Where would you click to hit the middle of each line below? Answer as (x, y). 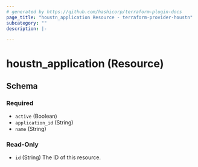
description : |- (27, 29)
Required (20, 103)
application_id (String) (44, 123)
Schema (22, 86)
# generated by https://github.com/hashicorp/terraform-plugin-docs (94, 12)
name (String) (30, 129)
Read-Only (23, 144)
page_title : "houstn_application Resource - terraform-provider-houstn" (100, 17)
